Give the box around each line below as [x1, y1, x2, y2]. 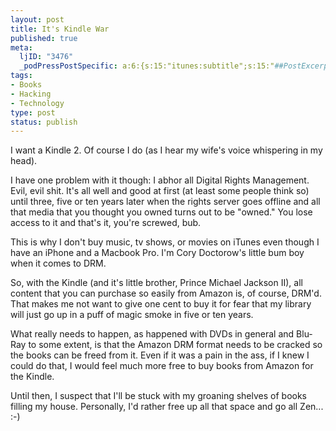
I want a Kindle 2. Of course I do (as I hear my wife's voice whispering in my [10, 144, 323, 156]
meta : [10, 42, 33, 53]
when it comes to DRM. [10, 257, 107, 270]
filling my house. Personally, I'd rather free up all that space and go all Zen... [10, 401, 324, 413]
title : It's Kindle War [10, 24, 110, 34]
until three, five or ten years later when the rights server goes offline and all [10, 196, 321, 208]
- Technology [10, 98, 65, 108]
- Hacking [10, 89, 52, 99]
